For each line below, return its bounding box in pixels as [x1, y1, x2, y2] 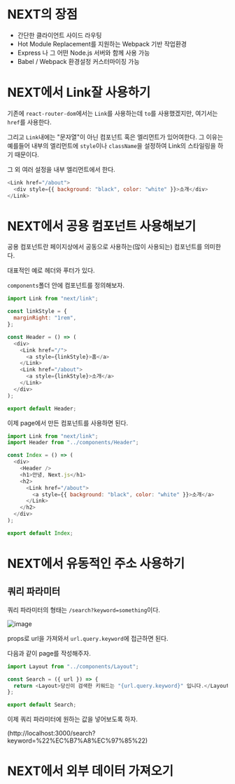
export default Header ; [7, 405, 77, 412]
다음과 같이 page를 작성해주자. [7, 649, 91, 657]
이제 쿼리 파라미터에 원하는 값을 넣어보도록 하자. [7, 715, 138, 724]
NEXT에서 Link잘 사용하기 [7, 85, 151, 100]
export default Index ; [7, 529, 73, 537]
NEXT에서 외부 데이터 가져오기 [7, 763, 173, 779]
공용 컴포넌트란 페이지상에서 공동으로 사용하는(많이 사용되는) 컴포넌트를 [7, 243, 203, 251]
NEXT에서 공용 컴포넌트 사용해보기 [7, 218, 197, 234]
